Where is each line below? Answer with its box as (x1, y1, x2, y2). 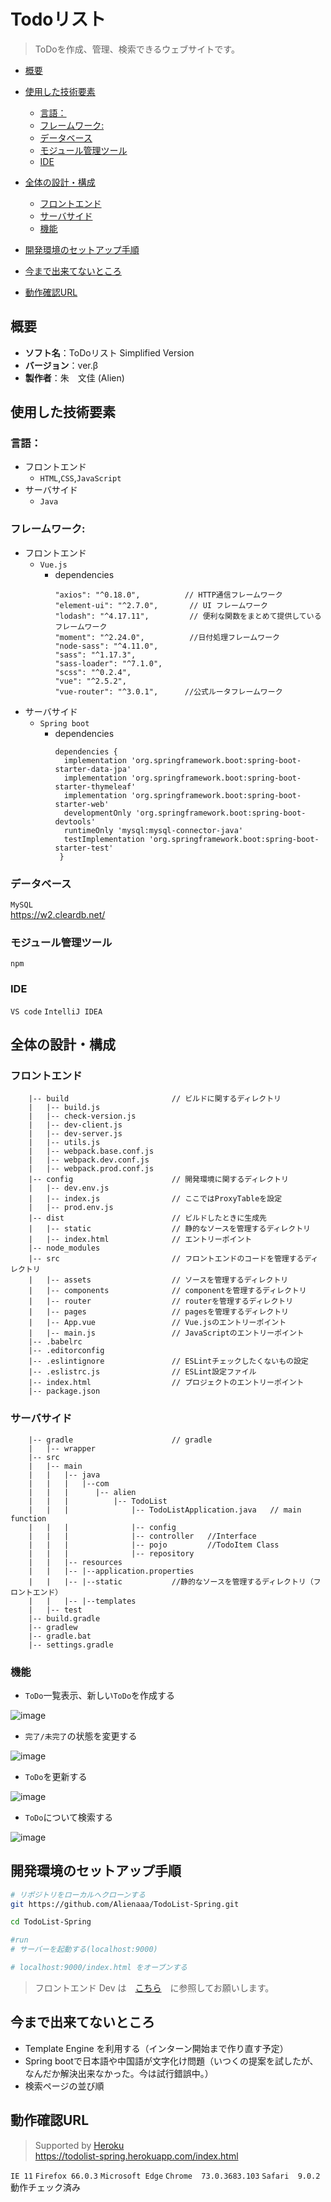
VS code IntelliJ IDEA (10, 1006, 103, 1017)
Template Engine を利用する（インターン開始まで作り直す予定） (24, 2042, 289, 2054)
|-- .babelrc (28, 1337, 83, 1347)
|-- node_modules (28, 1243, 101, 1254)
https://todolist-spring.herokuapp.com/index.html (34, 2150, 239, 2162)
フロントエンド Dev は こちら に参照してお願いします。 (34, 1981, 275, 1994)
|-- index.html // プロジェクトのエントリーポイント (28, 1378, 305, 1388)
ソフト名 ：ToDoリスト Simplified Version (24, 346, 195, 359)
